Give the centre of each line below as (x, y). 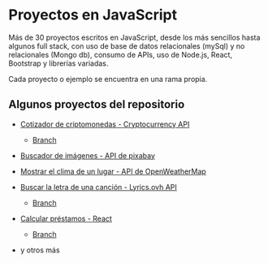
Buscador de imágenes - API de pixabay (88, 155)
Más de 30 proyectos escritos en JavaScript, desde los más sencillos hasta (134, 37)
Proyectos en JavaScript (93, 15)
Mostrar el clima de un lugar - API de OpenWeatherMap (113, 171)
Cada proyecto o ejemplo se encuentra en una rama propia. (108, 79)
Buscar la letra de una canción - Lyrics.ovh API (98, 187)
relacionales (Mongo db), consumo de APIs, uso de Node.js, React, (121, 54)
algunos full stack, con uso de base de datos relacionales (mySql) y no (127, 45)
